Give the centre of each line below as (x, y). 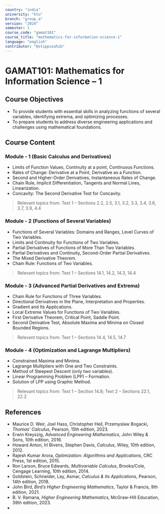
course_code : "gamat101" (31, 33)
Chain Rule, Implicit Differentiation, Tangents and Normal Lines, (76, 183)
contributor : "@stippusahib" (35, 46)
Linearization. (26, 188)
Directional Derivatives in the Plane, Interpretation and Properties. (79, 301)
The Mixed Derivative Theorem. (44, 258)
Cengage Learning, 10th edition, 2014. (51, 471)
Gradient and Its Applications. (42, 307)
